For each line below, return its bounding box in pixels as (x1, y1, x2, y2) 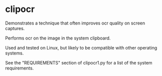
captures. (5, 25, 25, 31)
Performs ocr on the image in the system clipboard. (5, 35, 111, 41)
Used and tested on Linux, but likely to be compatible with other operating (5, 44, 158, 50)
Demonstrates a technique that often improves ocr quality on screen (5, 20, 146, 26)
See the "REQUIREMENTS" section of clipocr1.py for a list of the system (5, 59, 153, 65)
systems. (5, 50, 24, 56)
